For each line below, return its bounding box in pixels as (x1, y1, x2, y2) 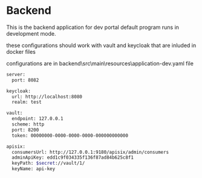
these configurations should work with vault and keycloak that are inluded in (6, 42, 197, 49)
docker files (6, 48, 36, 55)
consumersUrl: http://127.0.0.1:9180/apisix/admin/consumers (11, 149, 169, 155)
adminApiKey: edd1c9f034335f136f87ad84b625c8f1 (11, 154, 134, 161)
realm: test (11, 99, 42, 106)
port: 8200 (11, 127, 39, 133)
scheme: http (11, 121, 45, 127)
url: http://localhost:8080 (11, 94, 83, 100)
